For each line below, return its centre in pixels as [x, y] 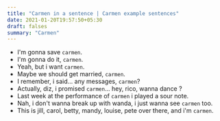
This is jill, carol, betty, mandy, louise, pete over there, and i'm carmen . [115, 111]
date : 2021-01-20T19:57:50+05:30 [55, 20]
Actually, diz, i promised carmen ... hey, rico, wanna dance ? [100, 89]
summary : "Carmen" [33, 33]
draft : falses [27, 26]
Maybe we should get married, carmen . [71, 74]
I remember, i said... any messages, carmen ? [78, 81]
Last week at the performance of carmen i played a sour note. [103, 96]
